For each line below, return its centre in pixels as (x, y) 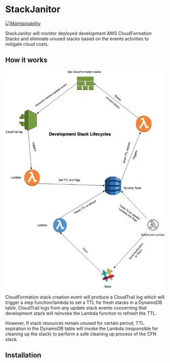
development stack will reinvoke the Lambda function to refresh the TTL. (81, 313)
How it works (26, 60)
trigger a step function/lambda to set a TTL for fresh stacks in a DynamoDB (84, 302)
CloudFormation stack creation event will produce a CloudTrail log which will (85, 297)
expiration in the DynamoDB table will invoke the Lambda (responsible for (82, 328)
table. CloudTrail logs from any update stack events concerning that (76, 308)
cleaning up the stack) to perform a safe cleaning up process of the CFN (81, 334)
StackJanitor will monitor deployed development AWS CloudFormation (78, 33)
